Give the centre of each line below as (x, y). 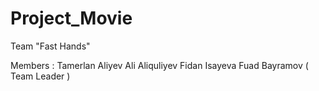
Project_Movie (71, 18)
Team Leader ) (40, 76)
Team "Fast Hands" (50, 46)
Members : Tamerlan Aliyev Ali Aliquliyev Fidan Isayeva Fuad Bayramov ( (159, 65)
